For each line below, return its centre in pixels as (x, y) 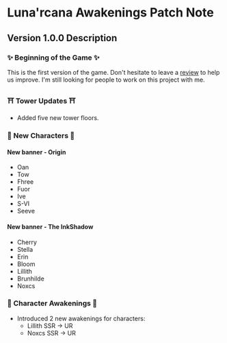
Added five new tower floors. (58, 118)
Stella (25, 249)
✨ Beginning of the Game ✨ (53, 58)
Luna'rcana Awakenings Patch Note (110, 13)
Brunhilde (30, 279)
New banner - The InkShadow (50, 226)
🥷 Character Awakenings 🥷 (52, 303)
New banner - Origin (37, 152)
